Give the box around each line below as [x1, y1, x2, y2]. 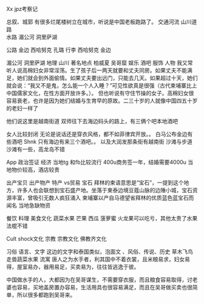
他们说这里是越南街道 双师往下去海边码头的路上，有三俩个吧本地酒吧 [6, 118, 178, 124]
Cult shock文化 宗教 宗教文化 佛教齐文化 [6, 235, 107, 242]
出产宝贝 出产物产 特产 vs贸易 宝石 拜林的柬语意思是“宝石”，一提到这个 [6, 179, 184, 186]
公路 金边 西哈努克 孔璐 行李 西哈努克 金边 [6, 46, 111, 53]
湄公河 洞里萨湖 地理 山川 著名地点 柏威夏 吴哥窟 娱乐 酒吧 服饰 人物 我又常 [6, 59, 193, 66]
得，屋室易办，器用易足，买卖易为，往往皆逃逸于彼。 [6, 263, 140, 270]
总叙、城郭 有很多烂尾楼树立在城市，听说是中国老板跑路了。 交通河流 [6, 18, 180, 25]
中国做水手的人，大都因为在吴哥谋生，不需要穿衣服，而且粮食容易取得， [6, 276, 187, 283]
